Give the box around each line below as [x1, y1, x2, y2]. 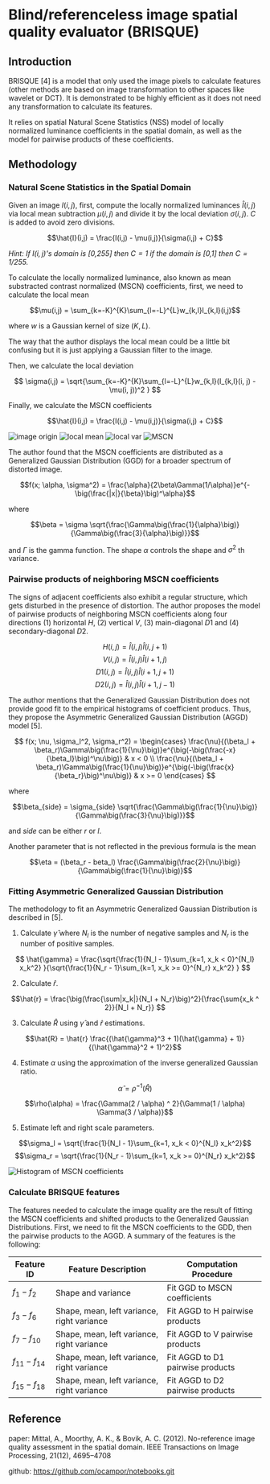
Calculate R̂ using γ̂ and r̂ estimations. [19, 1018, 145, 1028]
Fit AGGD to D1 [166, 1351, 225, 1362]
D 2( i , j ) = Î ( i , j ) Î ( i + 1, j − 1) [95, 679, 175, 689]
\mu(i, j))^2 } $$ [108, 385, 162, 394]
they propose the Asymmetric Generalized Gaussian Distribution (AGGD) [8, 712, 248, 722]
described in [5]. [8, 912, 63, 922]
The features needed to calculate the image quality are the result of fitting [8, 1205, 253, 1214]
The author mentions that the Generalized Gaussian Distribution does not [8, 695, 251, 705]
